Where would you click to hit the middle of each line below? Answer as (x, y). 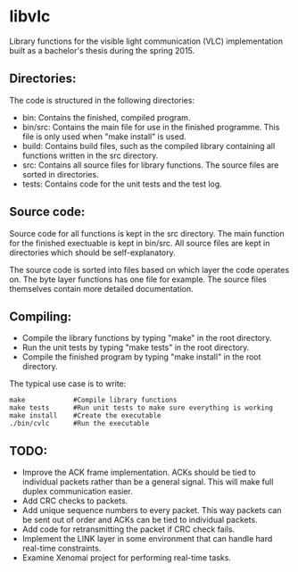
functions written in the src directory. (90, 155)
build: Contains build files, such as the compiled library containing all (149, 145)
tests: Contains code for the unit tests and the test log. (122, 184)
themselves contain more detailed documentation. (101, 288)
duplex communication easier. (77, 492)
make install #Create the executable (86, 416)
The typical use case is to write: (68, 384)
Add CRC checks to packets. (75, 501)
